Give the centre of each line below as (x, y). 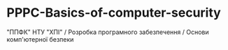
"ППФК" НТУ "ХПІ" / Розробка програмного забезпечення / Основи (108, 32)
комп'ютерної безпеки (40, 39)
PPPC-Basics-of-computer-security (114, 13)
